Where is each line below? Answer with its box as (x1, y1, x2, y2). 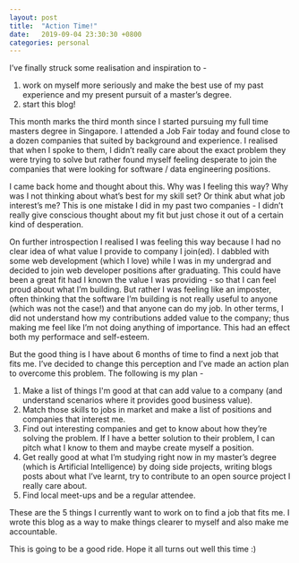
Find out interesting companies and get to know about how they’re (21, 423, 268, 434)
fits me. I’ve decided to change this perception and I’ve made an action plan (9, 359, 289, 370)
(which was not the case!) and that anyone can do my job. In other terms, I (9, 303, 284, 314)
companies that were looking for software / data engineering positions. (9, 164, 271, 175)
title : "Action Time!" (9, 21, 98, 30)
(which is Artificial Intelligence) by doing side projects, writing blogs (21, 462, 273, 473)
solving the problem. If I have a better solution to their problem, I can (21, 433, 276, 444)
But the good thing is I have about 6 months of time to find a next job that (9, 349, 279, 360)
